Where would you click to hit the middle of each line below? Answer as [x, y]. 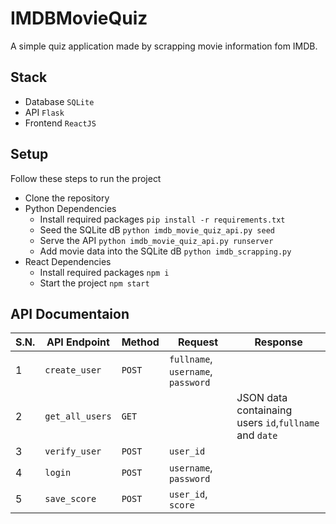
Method [140, 342]
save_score [70, 499]
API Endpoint [78, 342]
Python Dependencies [70, 208]
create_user [73, 370]
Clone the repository [67, 198]
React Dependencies [68, 261]
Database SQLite [59, 101]
